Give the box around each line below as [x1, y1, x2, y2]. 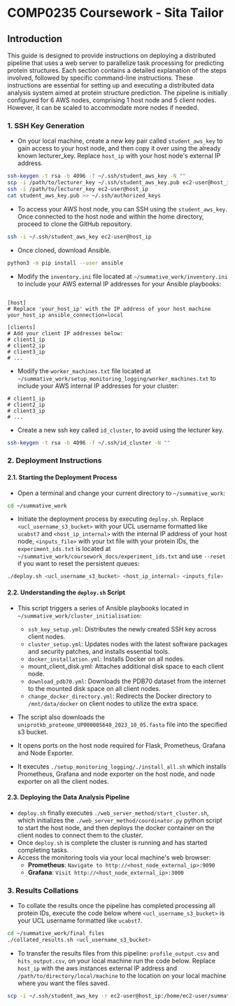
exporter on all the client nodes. [17, 777, 110, 785]
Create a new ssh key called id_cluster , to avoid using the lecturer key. [17, 426, 224, 434]
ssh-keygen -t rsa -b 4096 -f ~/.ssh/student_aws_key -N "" [7, 173, 187, 180]
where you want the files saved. [17, 979, 110, 987]
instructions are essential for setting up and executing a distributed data [7, 81, 215, 89]
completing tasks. [17, 846, 69, 854]
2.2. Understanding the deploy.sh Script [7, 588, 126, 596]
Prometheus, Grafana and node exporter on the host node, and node [17, 769, 215, 778]
